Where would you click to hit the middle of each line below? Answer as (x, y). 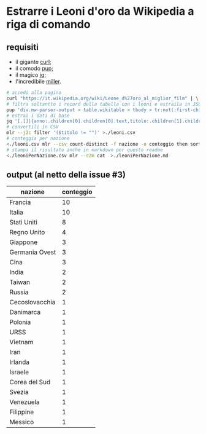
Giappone (24, 242)
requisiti (22, 47)
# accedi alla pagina (34, 93)
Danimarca (25, 312)
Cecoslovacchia (32, 302)
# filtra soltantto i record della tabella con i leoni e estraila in (98, 104)
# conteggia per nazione (38, 138)
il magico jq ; (31, 75)
